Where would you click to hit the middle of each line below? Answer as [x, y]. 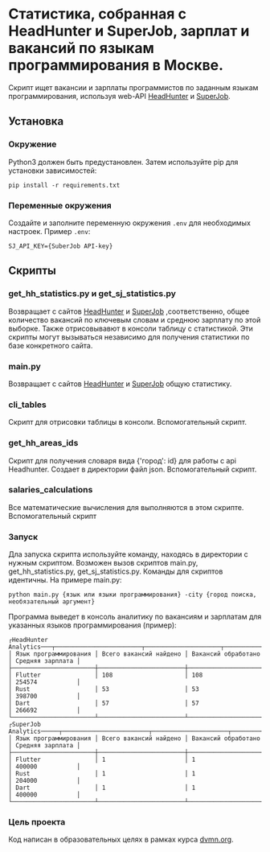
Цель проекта [37, 822]
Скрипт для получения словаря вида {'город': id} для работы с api [123, 460]
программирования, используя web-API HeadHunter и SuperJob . [119, 96]
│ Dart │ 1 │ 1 [102, 788]
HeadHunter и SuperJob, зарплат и [129, 31]
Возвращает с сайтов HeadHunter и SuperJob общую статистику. [120, 384]
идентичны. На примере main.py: [65, 580]
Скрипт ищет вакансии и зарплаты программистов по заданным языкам [133, 87]
